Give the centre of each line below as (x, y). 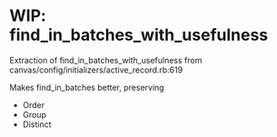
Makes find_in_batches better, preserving (87, 87)
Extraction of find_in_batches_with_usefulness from (106, 60)
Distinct (37, 124)
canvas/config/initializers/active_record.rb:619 (96, 70)
